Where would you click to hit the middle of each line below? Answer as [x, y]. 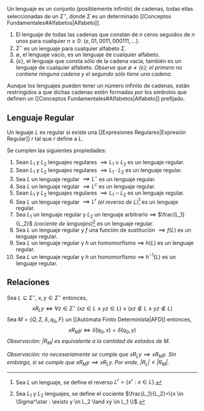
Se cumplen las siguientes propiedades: [57, 150]
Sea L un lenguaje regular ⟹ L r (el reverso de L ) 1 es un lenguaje [97, 201]
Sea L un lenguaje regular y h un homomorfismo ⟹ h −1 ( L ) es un [96, 256]
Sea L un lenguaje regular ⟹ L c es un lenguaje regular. [86, 186]
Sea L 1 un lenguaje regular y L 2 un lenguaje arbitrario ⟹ [86, 216]
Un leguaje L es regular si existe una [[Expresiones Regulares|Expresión [97, 132]
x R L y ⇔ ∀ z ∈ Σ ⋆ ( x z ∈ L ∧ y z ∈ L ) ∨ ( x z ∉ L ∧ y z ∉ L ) [102, 309]
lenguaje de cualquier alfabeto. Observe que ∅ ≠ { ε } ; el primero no [99, 68]
